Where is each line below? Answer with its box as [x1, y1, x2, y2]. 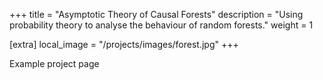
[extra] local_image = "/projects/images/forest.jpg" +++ [9, 39, 239, 50]
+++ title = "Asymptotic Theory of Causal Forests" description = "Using [9, 9, 304, 20]
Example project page [9, 58, 100, 69]
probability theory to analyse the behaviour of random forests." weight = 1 [9, 19, 314, 31]
